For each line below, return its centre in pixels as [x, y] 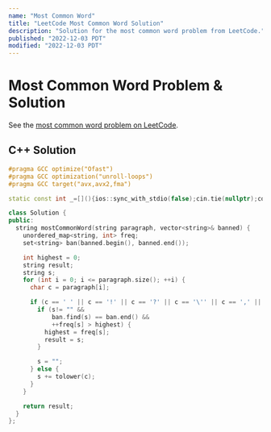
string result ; [48, 265]
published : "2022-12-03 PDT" [57, 38]
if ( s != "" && [61, 309]
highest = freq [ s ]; [77, 332]
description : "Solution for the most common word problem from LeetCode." [137, 31]
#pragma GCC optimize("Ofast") [61, 169]
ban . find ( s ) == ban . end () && [100, 317]
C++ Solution [42, 150]
